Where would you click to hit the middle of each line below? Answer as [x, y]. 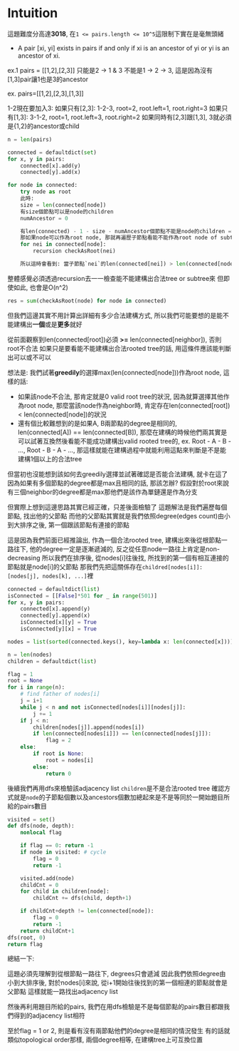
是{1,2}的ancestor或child [43, 125]
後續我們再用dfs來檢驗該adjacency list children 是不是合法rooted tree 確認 [116, 788]
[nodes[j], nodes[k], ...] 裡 [51, 575]
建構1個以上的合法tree [50, 458]
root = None [25, 681]
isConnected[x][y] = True [59, 622]
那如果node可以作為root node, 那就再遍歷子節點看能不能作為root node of [119, 238]
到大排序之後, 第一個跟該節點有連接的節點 [68, 525]
